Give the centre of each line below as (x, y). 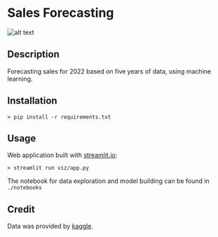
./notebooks (25, 188)
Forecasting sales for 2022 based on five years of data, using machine (109, 71)
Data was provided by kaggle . (50, 226)
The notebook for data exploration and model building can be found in (108, 181)
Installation (32, 101)
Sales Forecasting (61, 13)
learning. (20, 79)
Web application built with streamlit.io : (62, 155)
